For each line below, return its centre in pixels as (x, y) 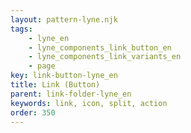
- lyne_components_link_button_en (100, 47)
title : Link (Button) (55, 85)
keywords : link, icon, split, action (89, 103)
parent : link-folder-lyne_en (71, 94)
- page (42, 66)
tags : (21, 29)
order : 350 (33, 112)
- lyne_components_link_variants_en (105, 57)
